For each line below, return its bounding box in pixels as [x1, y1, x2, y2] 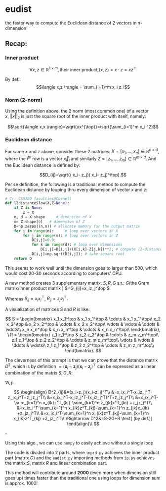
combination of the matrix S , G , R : [5, 369, 73, 375]
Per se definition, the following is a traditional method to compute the [5, 181, 146, 187]
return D [14, 256, 32, 261]
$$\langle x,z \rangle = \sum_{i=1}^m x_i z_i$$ [36, 84, 130, 90]
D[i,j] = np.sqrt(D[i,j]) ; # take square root [31, 251, 125, 256]
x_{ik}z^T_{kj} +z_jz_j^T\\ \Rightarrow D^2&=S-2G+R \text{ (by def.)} [13, 415, 153, 421]
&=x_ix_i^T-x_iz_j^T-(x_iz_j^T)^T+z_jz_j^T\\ [46, 394, 134, 400]
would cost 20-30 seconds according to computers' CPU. [5, 270, 123, 276]
